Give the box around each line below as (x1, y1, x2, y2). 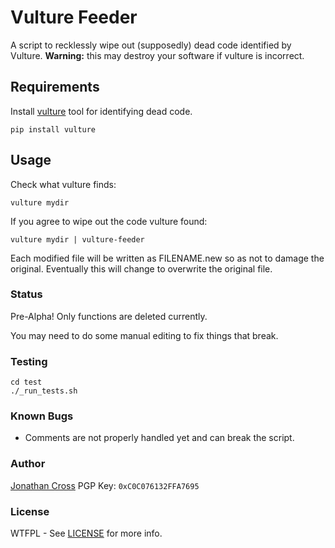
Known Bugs (10, 409, 74, 423)
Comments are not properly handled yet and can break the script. (24, 432, 295, 444)
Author (10, 457, 46, 471)
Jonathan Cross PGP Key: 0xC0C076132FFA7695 (10, 479, 200, 491)
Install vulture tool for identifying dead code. (10, 105, 193, 117)
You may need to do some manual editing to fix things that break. (10, 329, 279, 341)
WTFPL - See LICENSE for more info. (10, 527, 163, 540)
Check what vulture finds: (10, 178, 117, 190)
